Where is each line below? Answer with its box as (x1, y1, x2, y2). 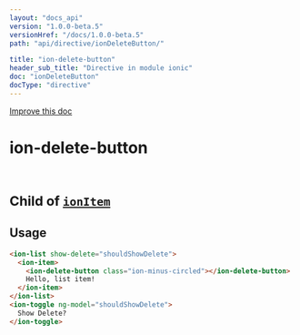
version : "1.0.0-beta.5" (9, 22, 104, 31)
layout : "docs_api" (9, 13, 84, 23)
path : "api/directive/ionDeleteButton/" (9, 38, 165, 48)
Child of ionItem (9, 192, 111, 209)
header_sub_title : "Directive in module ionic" (9, 64, 194, 73)
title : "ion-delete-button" (9, 56, 116, 65)
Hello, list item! (25, 275, 95, 284)
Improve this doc (9, 106, 73, 117)
